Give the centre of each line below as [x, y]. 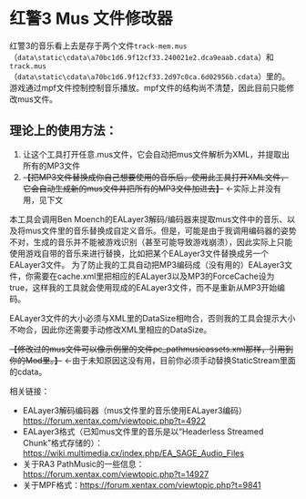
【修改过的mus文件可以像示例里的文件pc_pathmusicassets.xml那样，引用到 [152, 349]
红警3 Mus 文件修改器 [91, 19]
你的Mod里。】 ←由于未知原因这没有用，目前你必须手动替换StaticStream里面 [153, 360]
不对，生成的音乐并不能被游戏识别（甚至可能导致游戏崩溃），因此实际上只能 [151, 241]
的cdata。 [28, 372]
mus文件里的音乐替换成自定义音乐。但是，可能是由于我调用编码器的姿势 [161, 230]
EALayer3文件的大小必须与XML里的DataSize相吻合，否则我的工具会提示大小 [153, 318]
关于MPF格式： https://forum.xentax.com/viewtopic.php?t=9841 [142, 484]
